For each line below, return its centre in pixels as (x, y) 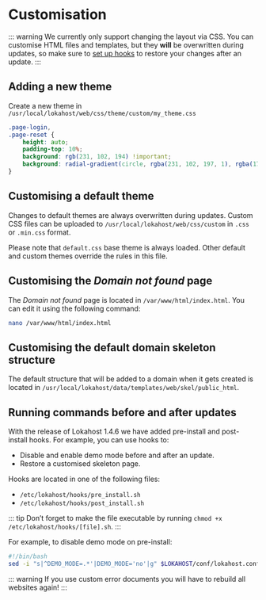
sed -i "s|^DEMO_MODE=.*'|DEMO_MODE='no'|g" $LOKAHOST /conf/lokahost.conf (134, 564)
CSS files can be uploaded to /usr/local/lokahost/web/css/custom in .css (129, 224)
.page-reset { (32, 135)
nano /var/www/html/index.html (60, 323)
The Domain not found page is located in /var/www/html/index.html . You (127, 300)
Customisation (57, 15)
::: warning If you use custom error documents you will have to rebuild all (127, 579)
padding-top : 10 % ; (53, 149)
